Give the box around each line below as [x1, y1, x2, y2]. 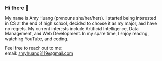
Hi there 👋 [5, 4, 29, 11]
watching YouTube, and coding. [5, 36, 69, 42]
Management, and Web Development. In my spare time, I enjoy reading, [5, 31, 149, 37]
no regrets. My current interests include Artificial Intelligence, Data [5, 26, 139, 31]
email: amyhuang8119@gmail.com [5, 50, 73, 56]
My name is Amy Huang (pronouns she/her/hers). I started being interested [5, 15, 156, 21]
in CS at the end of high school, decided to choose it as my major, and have [5, 20, 157, 26]
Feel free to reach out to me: [5, 46, 62, 51]
